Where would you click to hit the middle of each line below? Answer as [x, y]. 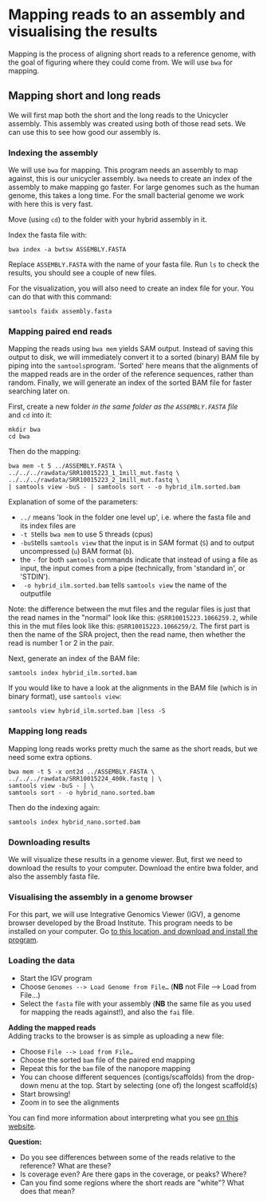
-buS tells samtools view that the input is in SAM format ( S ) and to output [137, 543]
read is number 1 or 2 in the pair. [61, 643]
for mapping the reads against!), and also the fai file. [107, 1012]
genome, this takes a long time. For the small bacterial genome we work [126, 196]
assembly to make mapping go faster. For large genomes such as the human [134, 187]
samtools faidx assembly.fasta [60, 312]
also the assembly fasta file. [54, 876]
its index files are [48, 526]
